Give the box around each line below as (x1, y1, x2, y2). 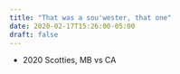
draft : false (9, 30, 59, 39)
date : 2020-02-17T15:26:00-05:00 (9, 22, 136, 31)
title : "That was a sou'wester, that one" (9, 13, 172, 23)
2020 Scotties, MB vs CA (22, 55, 117, 66)
